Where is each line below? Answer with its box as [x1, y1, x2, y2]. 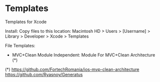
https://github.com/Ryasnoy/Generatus [5, 71, 83, 77]
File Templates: [5, 42, 35, 48]
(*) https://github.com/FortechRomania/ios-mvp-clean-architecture [5, 66, 140, 72]
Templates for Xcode [5, 19, 47, 25]
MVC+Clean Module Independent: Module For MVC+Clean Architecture [12, 52, 155, 58]
